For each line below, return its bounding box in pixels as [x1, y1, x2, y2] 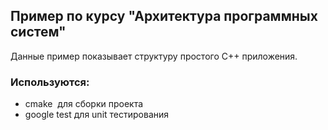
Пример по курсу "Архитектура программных [10, 8, 318, 25]
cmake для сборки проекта [24, 98, 144, 110]
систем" [10, 24, 67, 41]
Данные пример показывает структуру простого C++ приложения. [10, 50, 298, 62]
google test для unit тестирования [24, 109, 170, 121]
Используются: [10, 75, 90, 89]
